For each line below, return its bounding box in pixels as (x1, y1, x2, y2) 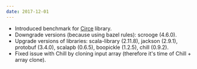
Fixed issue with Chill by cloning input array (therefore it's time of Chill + (14, 50, 192, 57)
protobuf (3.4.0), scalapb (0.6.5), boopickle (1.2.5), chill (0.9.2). (14, 44, 169, 51)
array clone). (14, 56, 46, 63)
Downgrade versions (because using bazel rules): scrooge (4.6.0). (14, 31, 177, 38)
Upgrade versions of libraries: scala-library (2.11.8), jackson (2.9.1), (14, 37, 178, 44)
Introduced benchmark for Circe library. (14, 25, 112, 32)
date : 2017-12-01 (6, 8, 49, 15)
